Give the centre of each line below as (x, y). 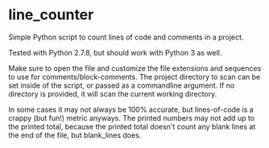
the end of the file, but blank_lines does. (75, 135)
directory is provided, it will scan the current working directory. (113, 93)
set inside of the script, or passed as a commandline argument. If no (122, 85)
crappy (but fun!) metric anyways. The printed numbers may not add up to (132, 117)
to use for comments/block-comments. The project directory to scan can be (134, 76)
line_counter (51, 15)
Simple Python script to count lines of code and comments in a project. (126, 37)
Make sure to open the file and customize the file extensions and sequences (135, 68)
